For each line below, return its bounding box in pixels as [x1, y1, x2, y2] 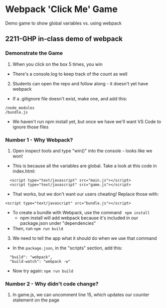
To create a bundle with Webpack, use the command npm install [12, 209, 150, 215]
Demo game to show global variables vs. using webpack [5, 20, 122, 26]
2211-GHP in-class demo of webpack [5, 35, 123, 43]
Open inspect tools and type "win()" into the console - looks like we [12, 147, 152, 153]
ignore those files [12, 124, 49, 130]
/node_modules [5, 105, 35, 110]
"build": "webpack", [10, 254, 53, 259]
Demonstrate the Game [5, 50, 63, 57]
